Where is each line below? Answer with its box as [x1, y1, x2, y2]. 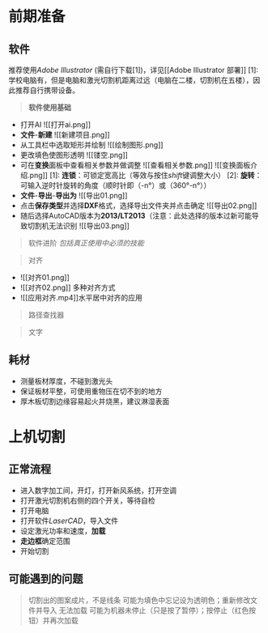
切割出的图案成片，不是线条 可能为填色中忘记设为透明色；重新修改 [28, 595, 251, 605]
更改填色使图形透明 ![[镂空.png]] [19, 151, 128, 159]
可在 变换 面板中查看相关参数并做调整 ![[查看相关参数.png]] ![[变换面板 [19, 160, 251, 170]
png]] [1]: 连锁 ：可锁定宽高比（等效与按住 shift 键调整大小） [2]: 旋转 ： [29, 171, 262, 180]
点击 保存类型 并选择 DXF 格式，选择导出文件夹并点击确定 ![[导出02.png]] [19, 201, 257, 210]
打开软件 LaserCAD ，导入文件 [19, 516, 119, 525]
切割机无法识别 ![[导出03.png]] [27, 221, 130, 231]
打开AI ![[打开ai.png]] [19, 120, 91, 130]
